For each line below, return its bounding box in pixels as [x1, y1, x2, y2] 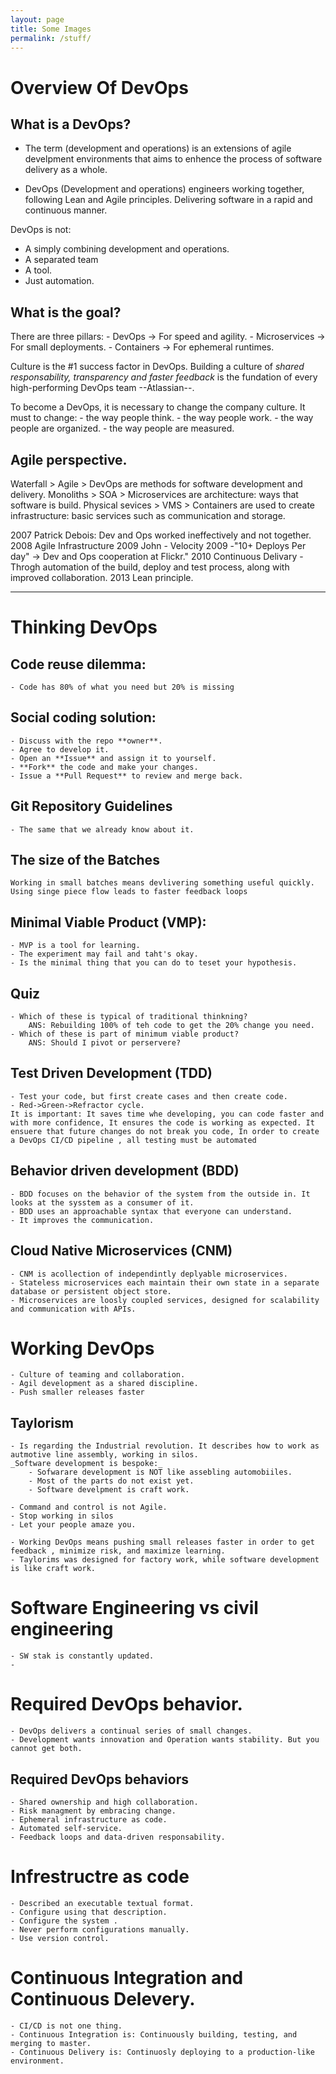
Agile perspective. [10, 451, 128, 468]
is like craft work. [10, 1564, 97, 1574]
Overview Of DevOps [10, 76, 189, 99]
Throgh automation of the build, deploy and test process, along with [10, 561, 290, 573]
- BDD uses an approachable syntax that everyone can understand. [10, 1206, 293, 1216]
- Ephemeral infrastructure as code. [10, 1814, 168, 1825]
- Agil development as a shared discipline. [10, 1379, 199, 1389]
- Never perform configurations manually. [10, 1924, 190, 1935]
